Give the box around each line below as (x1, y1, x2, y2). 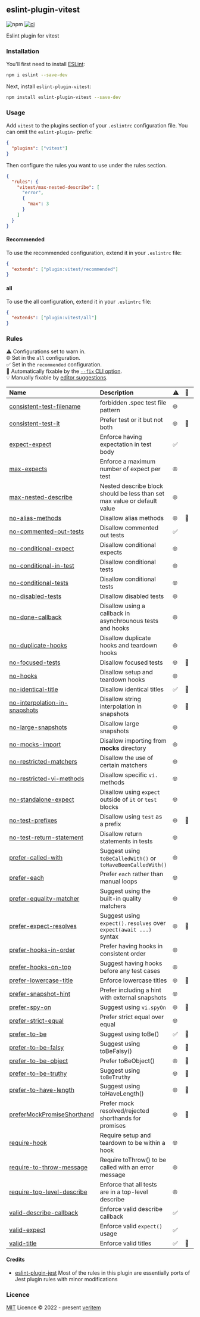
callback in (99, 609, 130, 618)
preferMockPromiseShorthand (9, 1110, 94, 1119)
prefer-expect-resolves (9, 922, 77, 930)
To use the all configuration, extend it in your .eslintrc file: (6, 298, 152, 305)
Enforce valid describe (99, 1205, 162, 1213)
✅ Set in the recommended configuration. (6, 361, 102, 368)
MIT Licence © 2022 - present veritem (6, 1304, 101, 1311)
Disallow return (99, 830, 142, 838)
